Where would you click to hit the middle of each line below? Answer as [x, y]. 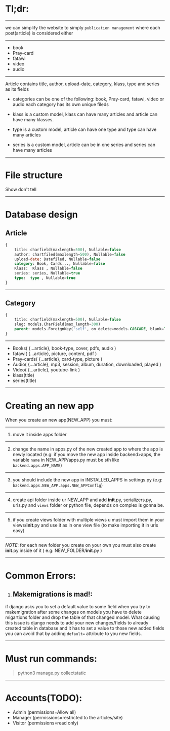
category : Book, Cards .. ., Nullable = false [60, 264]
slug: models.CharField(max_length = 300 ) [57, 324]
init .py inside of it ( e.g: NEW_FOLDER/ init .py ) [54, 550]
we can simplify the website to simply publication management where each [83, 27]
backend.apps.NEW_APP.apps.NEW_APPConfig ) [58, 485]
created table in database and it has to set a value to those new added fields [85, 628]
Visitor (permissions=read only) [45, 723]
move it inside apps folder [39, 434]
